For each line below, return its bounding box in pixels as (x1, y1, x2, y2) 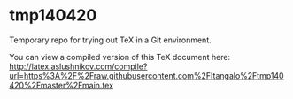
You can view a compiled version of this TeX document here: (9, 51, 231, 62)
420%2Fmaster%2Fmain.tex (9, 80, 113, 90)
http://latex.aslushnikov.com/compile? (9, 61, 148, 72)
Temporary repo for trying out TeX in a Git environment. (9, 34, 212, 45)
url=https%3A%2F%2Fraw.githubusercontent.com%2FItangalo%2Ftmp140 (9, 70, 285, 80)
